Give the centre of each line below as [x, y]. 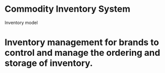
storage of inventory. [49, 63]
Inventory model [21, 23]
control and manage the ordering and [82, 53]
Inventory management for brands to [82, 42]
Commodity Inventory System [67, 9]
